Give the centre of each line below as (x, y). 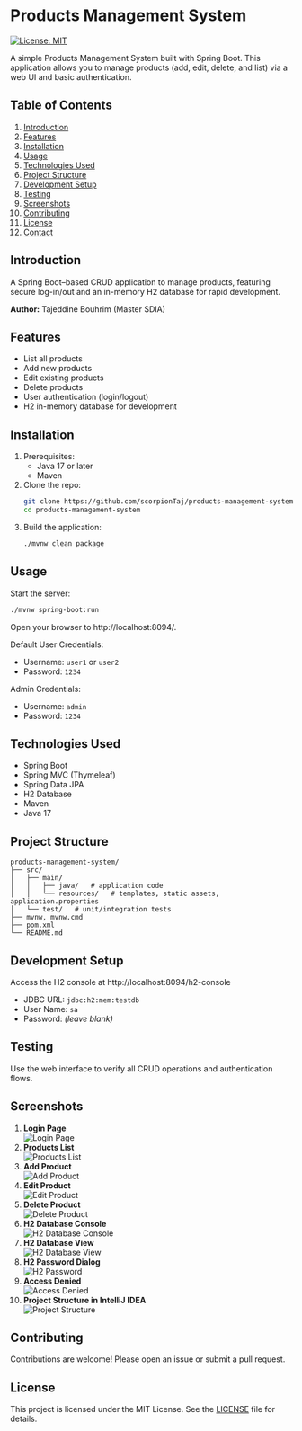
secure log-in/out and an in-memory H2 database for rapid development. (146, 291)
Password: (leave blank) (68, 1018)
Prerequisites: (49, 457)
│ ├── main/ (37, 878)
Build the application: (62, 527)
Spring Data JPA (53, 785)
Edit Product (47, 1185)
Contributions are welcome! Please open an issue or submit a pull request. (148, 1359)
